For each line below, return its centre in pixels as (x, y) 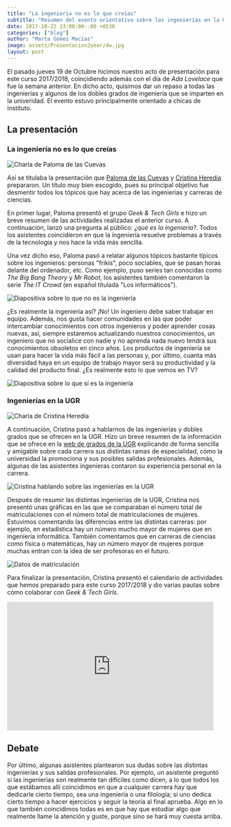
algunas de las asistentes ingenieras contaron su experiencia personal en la (114, 466)
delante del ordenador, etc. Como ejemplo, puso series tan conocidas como (114, 270)
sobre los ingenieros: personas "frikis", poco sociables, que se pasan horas (114, 263)
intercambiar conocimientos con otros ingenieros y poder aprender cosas (111, 326)
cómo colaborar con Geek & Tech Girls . (63, 592)
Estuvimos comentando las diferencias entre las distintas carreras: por (107, 522)
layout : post (26, 52)
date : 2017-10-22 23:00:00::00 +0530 (61, 26)
